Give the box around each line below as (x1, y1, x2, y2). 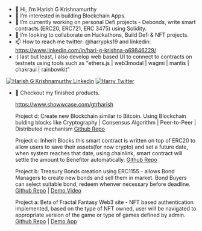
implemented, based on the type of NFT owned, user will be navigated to (14, 205, 197, 212)
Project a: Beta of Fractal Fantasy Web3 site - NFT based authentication (14, 199, 194, 206)
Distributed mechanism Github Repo (14, 125, 106, 132)
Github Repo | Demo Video (14, 187, 81, 194)
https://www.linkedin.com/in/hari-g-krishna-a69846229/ (14, 47, 157, 54)
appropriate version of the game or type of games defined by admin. (14, 211, 186, 218)
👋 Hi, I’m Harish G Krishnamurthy (14, 6, 97, 13)
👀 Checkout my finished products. (14, 89, 100, 96)
